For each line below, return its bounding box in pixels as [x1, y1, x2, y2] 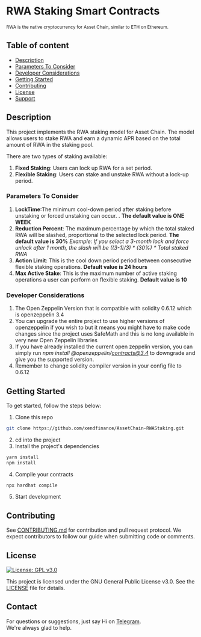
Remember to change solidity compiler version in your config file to [14, 362, 182, 369]
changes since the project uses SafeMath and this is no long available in [14, 330, 194, 337]
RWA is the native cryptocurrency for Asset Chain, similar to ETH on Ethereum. [6, 24, 169, 30]
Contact [6, 602, 37, 612]
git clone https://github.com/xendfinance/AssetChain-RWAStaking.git [6, 425, 185, 431]
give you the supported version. [14, 356, 94, 363]
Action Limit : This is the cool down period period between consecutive [14, 257, 191, 264]
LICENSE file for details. [6, 585, 66, 592]
